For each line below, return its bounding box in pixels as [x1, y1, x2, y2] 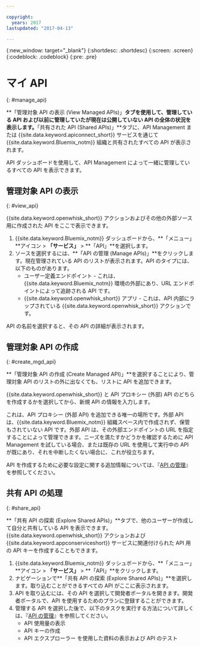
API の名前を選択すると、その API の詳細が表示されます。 [6, 322, 148, 330]
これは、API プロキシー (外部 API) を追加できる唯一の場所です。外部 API [6, 411, 184, 418]
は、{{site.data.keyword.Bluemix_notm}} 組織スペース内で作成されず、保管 [6, 418, 190, 426]
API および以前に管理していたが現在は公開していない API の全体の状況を [13, 116, 192, 124]
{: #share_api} [6, 504, 41, 511]
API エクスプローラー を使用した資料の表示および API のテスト [23, 634, 178, 642]
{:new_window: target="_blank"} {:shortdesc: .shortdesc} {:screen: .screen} [6, 47, 193, 54]
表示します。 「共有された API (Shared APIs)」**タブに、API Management [6, 124, 186, 131]
